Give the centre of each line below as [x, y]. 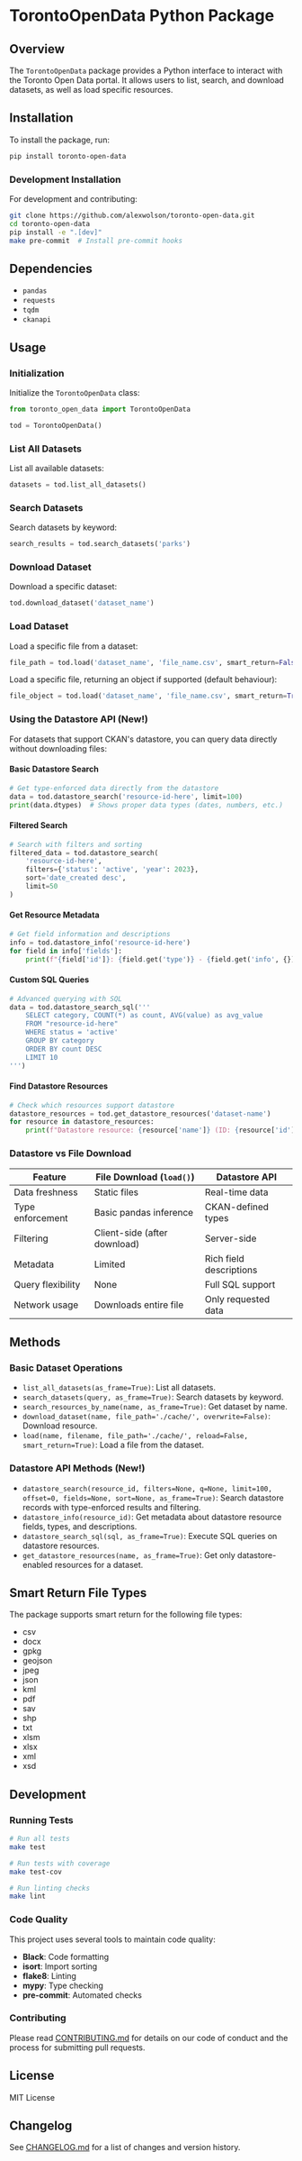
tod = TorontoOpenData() [56, 425]
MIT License [32, 2097]
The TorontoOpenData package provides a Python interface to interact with [146, 70]
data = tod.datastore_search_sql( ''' [80, 1007]
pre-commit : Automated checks [82, 1995]
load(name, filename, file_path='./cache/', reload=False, [135, 1436]
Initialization [37, 373]
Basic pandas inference [144, 1212]
